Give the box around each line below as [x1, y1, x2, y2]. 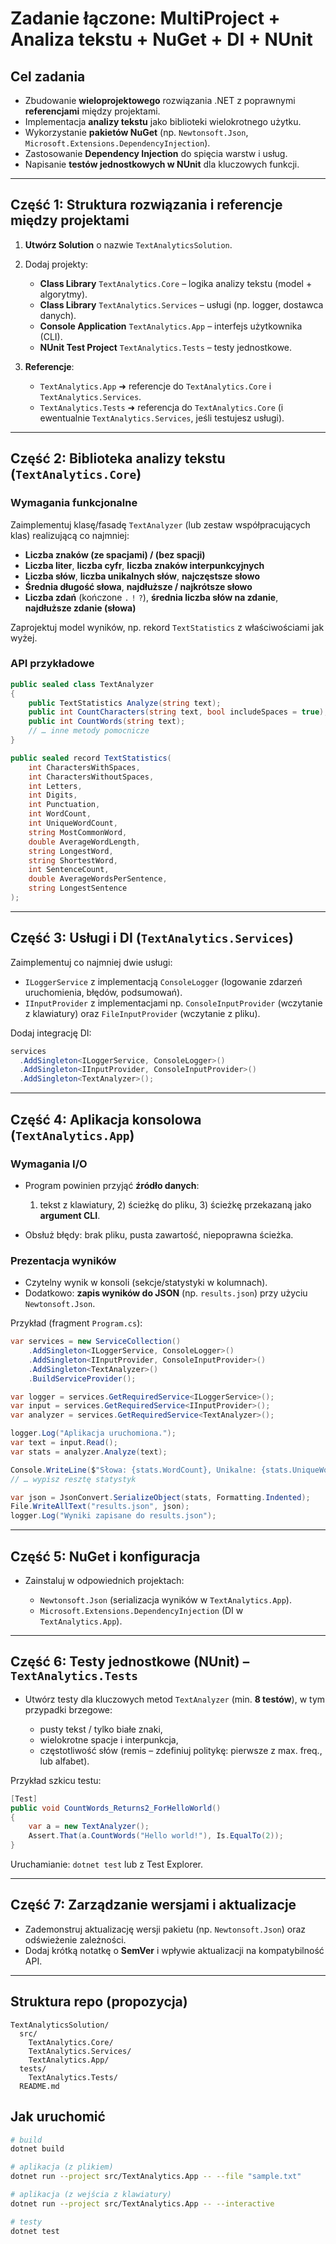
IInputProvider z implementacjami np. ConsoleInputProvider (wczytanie [24, 997, 323, 1009]
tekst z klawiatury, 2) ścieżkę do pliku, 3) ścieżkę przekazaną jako [39, 1198, 312, 1211]
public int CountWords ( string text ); [28, 717, 186, 727]
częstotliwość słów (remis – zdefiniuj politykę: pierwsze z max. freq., [39, 1744, 323, 1756]
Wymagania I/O [10, 1157, 88, 1171]
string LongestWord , [28, 846, 114, 856]
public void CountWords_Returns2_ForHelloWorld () [10, 1803, 222, 1813]
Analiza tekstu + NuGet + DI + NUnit [10, 28, 313, 51]
